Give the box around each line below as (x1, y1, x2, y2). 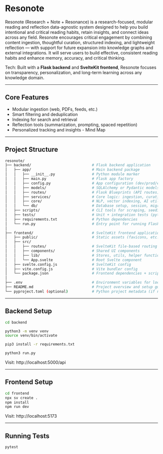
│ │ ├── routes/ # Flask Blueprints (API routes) (5, 190, 160, 195)
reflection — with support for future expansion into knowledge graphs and (5, 45, 154, 50)
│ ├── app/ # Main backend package (5, 167, 140, 172)
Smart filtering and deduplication (12, 111, 78, 117)
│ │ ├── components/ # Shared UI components (5, 248, 140, 254)
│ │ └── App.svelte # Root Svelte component (5, 258, 142, 262)
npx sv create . (5, 395, 38, 400)
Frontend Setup (5, 378, 53, 386)
